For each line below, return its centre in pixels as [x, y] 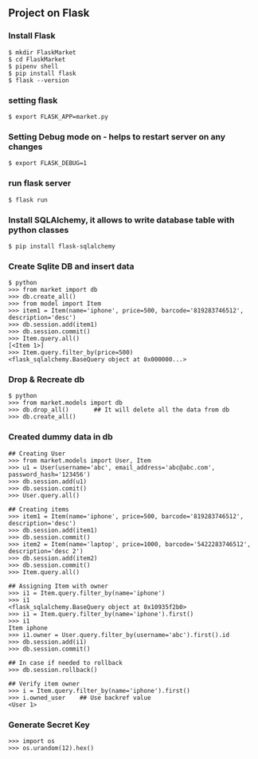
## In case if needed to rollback [66, 663]
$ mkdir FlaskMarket [43, 52]
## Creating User [37, 454]
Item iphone [28, 628]
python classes [39, 230]
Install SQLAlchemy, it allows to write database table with [121, 220]
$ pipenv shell [33, 66]
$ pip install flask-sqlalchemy [62, 246]
